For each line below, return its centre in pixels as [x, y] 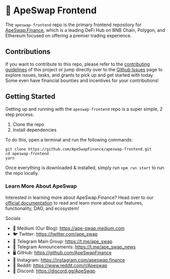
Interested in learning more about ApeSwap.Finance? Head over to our [80, 197]
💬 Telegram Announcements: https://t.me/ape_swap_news [74, 247]
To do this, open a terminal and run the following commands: [69, 139]
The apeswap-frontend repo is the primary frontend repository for [74, 25]
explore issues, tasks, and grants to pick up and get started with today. [80, 75]
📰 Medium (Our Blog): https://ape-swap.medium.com [69, 228]
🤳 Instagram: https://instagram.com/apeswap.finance [69, 260]
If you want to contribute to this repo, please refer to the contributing [78, 64]
